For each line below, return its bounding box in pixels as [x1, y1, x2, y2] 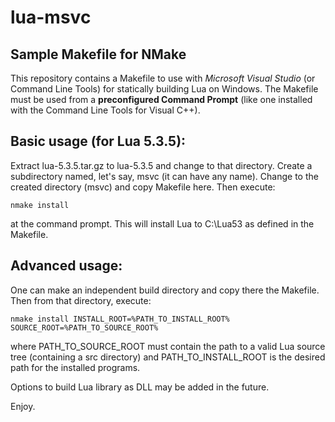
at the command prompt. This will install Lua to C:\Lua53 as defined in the [10, 217, 315, 230]
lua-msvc [10, 6, 92, 29]
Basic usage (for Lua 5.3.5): [10, 133, 187, 150]
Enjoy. [10, 400, 36, 412]
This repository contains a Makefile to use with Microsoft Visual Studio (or [10, 72, 316, 84]
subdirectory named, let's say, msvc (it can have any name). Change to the [10, 170, 319, 182]
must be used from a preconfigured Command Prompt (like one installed [10, 94, 313, 105]
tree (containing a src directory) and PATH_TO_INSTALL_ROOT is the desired [10, 351, 326, 363]
